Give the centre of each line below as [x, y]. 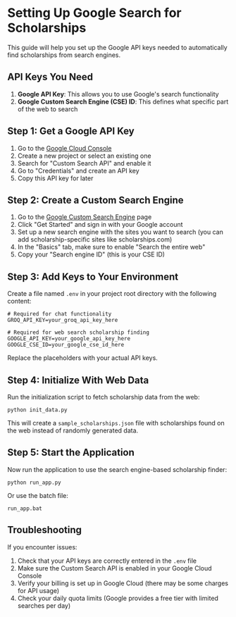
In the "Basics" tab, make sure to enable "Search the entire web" [111, 247]
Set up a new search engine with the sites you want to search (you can [120, 232]
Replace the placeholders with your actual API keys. [83, 358]
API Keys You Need [50, 77]
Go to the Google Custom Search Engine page [85, 217]
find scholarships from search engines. [64, 55]
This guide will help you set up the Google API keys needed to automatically [117, 47]
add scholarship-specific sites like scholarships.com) [95, 239]
